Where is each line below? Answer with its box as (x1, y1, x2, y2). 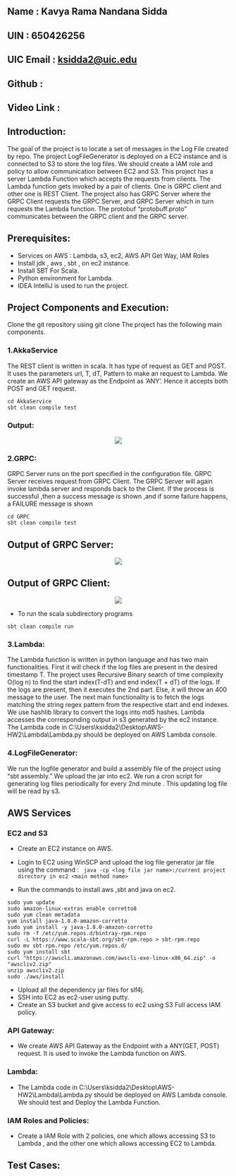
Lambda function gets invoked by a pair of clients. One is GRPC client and (7, 182, 222, 190)
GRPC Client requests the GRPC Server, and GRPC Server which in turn (7, 197, 214, 206)
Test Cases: (7, 1160, 61, 1172)
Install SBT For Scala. (17, 266, 80, 275)
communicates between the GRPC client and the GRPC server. (7, 212, 189, 220)
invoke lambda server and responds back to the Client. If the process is (7, 485, 215, 493)
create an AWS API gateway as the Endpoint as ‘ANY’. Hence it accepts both (7, 376, 228, 385)
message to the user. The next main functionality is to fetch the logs (7, 693, 204, 701)
